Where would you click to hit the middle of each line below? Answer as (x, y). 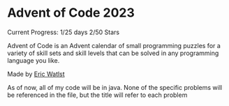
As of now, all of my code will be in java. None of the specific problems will (115, 87)
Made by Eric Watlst (36, 74)
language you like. (34, 60)
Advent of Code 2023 (71, 13)
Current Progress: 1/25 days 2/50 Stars (64, 32)
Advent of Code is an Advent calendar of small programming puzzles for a (114, 45)
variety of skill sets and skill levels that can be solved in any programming (113, 53)
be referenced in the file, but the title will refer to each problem (97, 95)
